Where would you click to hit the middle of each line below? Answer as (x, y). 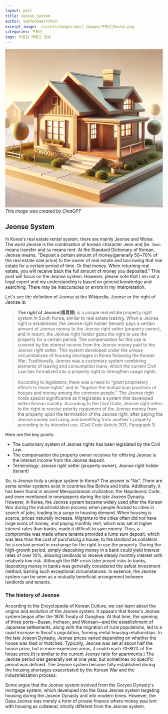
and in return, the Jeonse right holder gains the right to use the (82, 334)
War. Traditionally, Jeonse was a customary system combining (82, 361)
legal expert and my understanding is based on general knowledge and (78, 282)
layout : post (19, 11)
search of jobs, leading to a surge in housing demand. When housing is (78, 513)
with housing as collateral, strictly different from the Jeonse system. (75, 706)
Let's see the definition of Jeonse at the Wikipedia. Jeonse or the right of (80, 297)
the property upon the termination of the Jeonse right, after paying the (90, 414)
